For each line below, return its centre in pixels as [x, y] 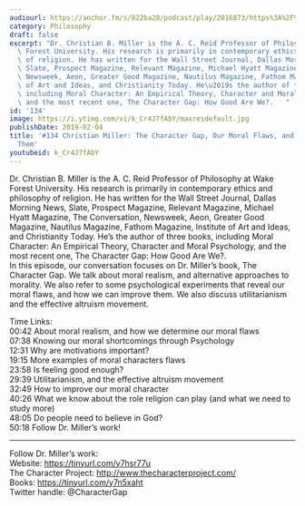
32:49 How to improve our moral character [89, 389]
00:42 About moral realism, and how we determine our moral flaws [135, 331]
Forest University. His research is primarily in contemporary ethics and [141, 188]
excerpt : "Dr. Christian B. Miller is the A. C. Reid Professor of [140, 43]
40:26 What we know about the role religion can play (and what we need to [150, 398]
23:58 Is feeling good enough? [67, 369]
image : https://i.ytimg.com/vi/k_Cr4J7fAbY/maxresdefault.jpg [129, 119]
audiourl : [28, 18]
